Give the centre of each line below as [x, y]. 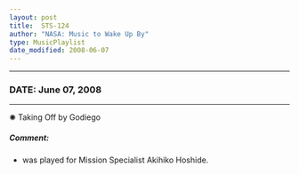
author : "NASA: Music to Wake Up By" [79, 34]
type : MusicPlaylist [48, 42]
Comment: [29, 138]
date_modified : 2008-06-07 [59, 51]
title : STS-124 [39, 26]
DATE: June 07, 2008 [56, 90]
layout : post [33, 17]
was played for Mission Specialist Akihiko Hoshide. [115, 160]
